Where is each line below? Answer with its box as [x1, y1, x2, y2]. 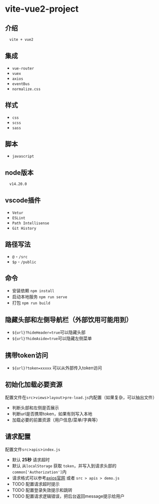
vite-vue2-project [5, 3, 79, 15]
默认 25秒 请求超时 [12, 456, 50, 463]
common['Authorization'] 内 [12, 468, 67, 475]
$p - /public [12, 259, 36, 265]
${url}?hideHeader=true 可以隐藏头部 [12, 329, 86, 335]
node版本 [5, 168, 34, 177]
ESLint [12, 216, 26, 220]
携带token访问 [5, 351, 48, 360]
